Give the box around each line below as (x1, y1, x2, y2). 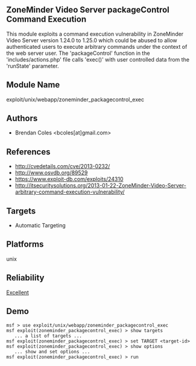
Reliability (6, 273, 45, 283)
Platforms (6, 239, 44, 250)
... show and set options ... (14, 349, 90, 355)
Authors (6, 113, 38, 124)
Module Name (6, 80, 60, 90)
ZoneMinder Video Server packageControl (6, 5, 170, 15)
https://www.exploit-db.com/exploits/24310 (14, 175, 124, 183)
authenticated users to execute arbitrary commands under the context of (6, 43, 188, 50)
